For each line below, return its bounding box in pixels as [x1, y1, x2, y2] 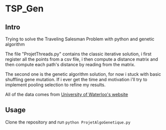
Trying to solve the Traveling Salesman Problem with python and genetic [5, 36, 155, 42]
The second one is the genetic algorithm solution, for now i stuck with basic [5, 71, 161, 77]
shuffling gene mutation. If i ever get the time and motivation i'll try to [5, 77, 147, 82]
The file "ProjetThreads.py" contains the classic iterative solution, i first [5, 51, 151, 57]
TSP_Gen [5, 3, 44, 14]
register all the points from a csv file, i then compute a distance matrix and [5, 56, 158, 62]
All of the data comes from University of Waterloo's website [5, 92, 128, 97]
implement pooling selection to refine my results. [5, 82, 106, 88]
